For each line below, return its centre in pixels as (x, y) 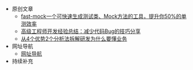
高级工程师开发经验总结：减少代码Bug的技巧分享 (81, 31)
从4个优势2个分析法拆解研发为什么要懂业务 (74, 39)
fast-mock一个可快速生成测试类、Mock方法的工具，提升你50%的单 (104, 16)
